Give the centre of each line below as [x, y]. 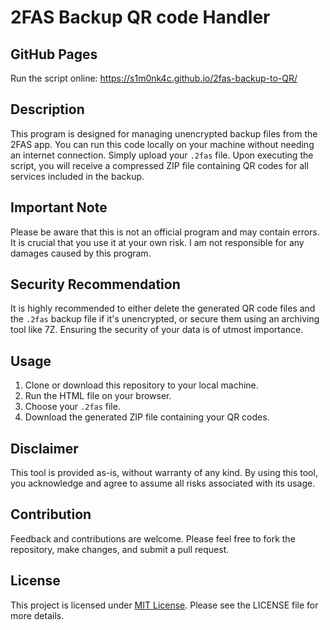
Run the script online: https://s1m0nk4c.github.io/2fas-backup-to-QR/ [154, 78]
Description [47, 109]
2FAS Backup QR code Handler [140, 17]
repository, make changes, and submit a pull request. [120, 549]
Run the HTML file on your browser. [98, 396]
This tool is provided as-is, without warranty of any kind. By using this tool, [164, 473]
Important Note [59, 207]
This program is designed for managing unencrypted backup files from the [164, 133]
